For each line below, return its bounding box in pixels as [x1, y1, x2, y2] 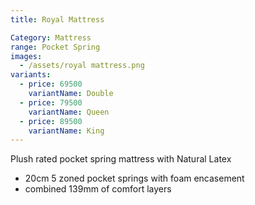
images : [10, 51, 43, 61]
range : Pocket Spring [10, 42, 101, 52]
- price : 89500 [19, 116, 83, 126]
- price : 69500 [19, 79, 83, 90]
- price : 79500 [19, 97, 83, 108]
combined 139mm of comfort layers [24, 183, 172, 195]
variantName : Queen [28, 107, 110, 117]
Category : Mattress [10, 32, 92, 43]
